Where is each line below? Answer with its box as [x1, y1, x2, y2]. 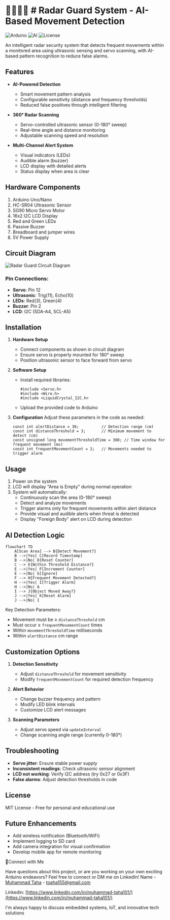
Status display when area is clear [20, 168, 90, 174]
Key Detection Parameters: [5, 607, 61, 613]
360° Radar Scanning [12, 111, 59, 117]
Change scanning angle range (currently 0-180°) [20, 732, 122, 738]
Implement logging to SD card [12, 838, 75, 844]
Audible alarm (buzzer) [20, 157, 69, 163]
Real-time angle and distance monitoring [20, 127, 106, 133]
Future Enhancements [5, 819, 77, 828]
